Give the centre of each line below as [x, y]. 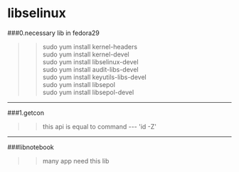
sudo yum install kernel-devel [86, 54]
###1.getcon [26, 113]
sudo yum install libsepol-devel [88, 92]
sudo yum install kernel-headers [90, 46]
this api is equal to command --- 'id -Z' [99, 126]
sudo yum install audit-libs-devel [90, 69]
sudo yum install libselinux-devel [90, 61]
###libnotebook [31, 147]
